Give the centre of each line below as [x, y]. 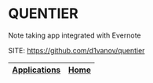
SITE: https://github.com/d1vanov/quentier [76, 50]
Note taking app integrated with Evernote [75, 35]
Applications [36, 70]
